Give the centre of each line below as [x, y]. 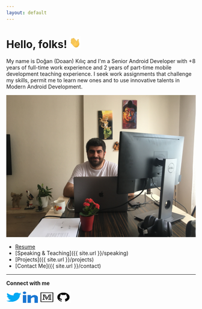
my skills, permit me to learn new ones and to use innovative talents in [93, 80]
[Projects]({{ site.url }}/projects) [54, 259]
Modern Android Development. [44, 87]
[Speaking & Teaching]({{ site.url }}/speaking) [72, 253]
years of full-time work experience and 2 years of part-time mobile [89, 67]
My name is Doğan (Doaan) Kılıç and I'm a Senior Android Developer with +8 [101, 61]
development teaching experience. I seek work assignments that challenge [99, 74]
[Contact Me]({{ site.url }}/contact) [58, 266]
